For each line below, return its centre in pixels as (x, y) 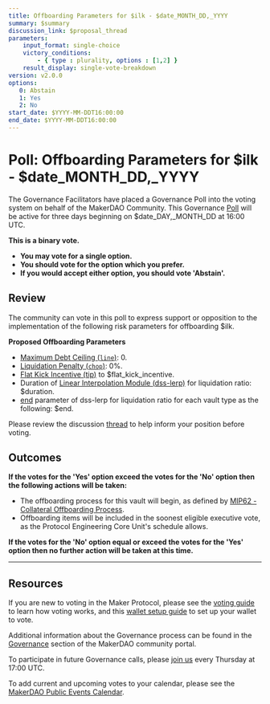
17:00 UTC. (27, 668)
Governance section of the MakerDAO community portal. (102, 644)
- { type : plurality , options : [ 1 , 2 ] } (108, 61)
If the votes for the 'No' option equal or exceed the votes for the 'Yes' (126, 542)
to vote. (21, 620)
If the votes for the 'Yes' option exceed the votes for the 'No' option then (132, 477)
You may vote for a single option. (76, 256)
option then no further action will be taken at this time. (101, 551)
